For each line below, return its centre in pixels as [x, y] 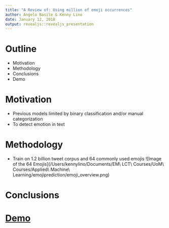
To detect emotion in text [38, 124]
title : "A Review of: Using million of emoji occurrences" [69, 10]
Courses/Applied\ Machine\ [41, 169]
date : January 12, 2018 [30, 19]
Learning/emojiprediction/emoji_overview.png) [61, 175]
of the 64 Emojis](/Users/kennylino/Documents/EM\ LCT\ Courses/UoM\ [88, 164]
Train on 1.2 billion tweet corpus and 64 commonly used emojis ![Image [87, 159]
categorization [28, 119]
